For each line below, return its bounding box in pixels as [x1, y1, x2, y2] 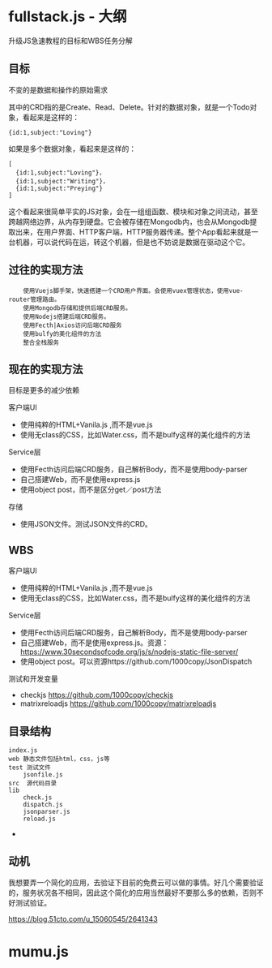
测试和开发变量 [8, 674, 58, 684]
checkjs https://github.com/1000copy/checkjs [19, 691, 174, 700]
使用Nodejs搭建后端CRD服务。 [23, 312, 111, 321]
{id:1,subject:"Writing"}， [15, 177, 109, 185]
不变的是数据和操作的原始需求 [8, 84, 108, 94]
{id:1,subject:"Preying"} [15, 184, 104, 192]
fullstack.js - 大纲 [8, 7, 127, 26]
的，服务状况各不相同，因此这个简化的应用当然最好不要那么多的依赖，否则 [8, 888, 257, 897]
